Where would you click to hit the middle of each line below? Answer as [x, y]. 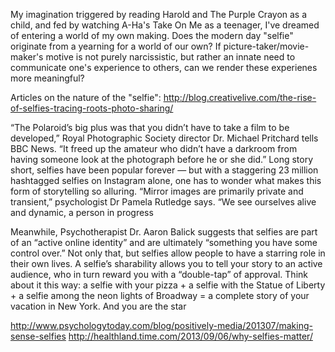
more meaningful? [47, 78]
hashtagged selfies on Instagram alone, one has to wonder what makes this [166, 180]
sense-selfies [38, 336]
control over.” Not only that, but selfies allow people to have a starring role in [168, 253]
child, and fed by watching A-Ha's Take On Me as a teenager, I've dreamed [165, 25]
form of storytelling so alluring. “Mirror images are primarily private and [157, 191]
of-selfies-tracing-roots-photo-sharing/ [92, 108]
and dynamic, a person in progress [82, 212]
